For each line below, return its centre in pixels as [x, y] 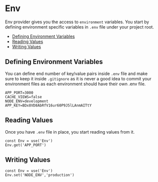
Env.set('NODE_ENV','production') [40, 175]
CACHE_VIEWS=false [23, 97]
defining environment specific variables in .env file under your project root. [79, 27]
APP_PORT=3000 [19, 92]
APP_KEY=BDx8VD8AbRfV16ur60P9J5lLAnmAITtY [48, 105]
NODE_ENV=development [27, 101]
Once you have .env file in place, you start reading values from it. [70, 132]
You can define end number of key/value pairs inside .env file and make [76, 74]
